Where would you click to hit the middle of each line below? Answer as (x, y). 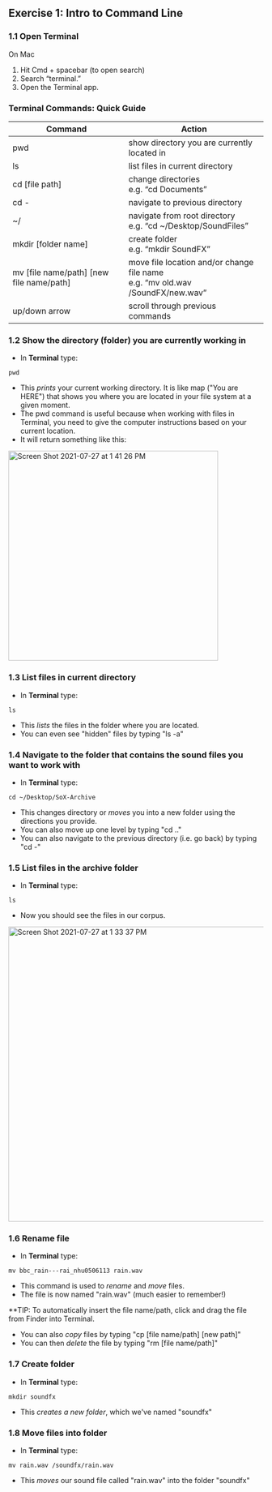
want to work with (45, 765)
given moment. (45, 405)
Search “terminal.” (51, 78)
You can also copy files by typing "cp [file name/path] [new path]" (130, 1335)
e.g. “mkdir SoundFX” (169, 249)
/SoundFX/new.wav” (168, 293)
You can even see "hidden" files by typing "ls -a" (102, 734)
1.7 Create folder (42, 1364)
